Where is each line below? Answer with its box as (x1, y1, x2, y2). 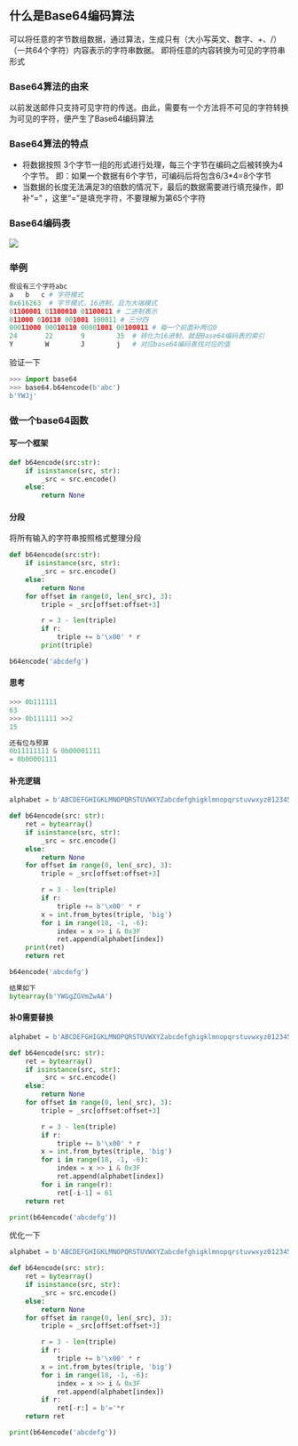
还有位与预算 (9, 739, 50, 747)
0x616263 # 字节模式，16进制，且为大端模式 (9, 299, 158, 308)
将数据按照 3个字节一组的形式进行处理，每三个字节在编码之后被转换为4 (21, 159, 284, 171)
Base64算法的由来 (9, 80, 89, 92)
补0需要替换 (9, 1012, 54, 1023)
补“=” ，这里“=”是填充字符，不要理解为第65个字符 (21, 193, 206, 204)
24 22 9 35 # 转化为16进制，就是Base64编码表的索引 (9, 332, 265, 340)
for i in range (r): (41, 1180, 114, 1189)
